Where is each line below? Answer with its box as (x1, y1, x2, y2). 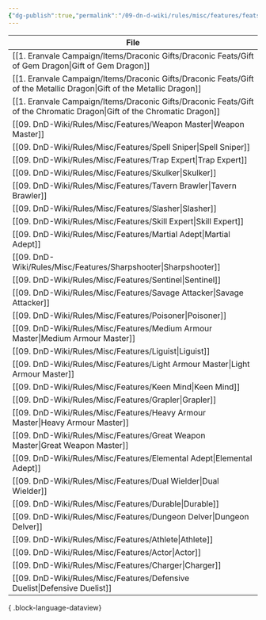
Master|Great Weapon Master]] (12, 439, 129, 450)
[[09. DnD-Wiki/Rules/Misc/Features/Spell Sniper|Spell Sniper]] (12, 141, 251, 152)
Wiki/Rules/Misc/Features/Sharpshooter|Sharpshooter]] (12, 261, 221, 272)
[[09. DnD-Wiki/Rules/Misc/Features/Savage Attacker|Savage (12, 287, 244, 298)
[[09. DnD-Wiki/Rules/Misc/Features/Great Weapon (12, 430, 206, 441)
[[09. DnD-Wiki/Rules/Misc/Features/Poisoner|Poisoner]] (12, 310, 227, 321)
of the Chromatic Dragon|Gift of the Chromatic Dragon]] (12, 105, 220, 117)
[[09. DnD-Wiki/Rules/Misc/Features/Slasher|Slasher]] (12, 203, 217, 214)
